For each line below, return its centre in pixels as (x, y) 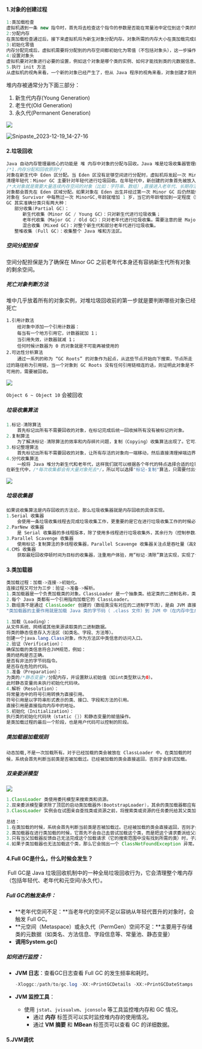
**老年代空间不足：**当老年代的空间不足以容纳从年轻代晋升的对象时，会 (104, 912)
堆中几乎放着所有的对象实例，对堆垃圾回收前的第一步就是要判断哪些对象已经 (101, 301)
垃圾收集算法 (22, 410)
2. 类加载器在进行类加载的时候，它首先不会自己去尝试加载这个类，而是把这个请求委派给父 (101, 833)
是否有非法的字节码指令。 (33, 661)
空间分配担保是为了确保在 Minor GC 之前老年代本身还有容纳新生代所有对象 (99, 261)
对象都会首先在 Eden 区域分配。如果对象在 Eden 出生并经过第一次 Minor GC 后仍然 (99, 192)
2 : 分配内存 (18, 33)
